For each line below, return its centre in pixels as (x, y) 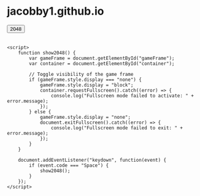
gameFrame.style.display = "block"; (87, 85)
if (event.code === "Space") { (69, 165)
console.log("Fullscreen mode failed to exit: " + (117, 128)
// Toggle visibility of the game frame (81, 74)
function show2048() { (47, 53)
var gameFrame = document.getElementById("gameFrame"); (102, 58)
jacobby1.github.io (56, 11)
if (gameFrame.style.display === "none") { (85, 80)
